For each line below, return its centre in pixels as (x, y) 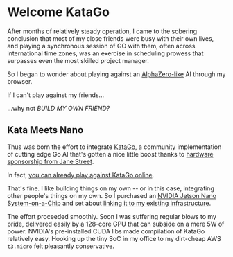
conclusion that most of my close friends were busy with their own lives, (111, 38)
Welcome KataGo (58, 12)
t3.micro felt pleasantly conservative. (61, 246)
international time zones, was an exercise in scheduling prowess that (105, 53)
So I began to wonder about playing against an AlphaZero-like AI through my (116, 74)
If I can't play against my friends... (56, 95)
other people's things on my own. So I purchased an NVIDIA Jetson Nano (112, 195)
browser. (20, 81)
